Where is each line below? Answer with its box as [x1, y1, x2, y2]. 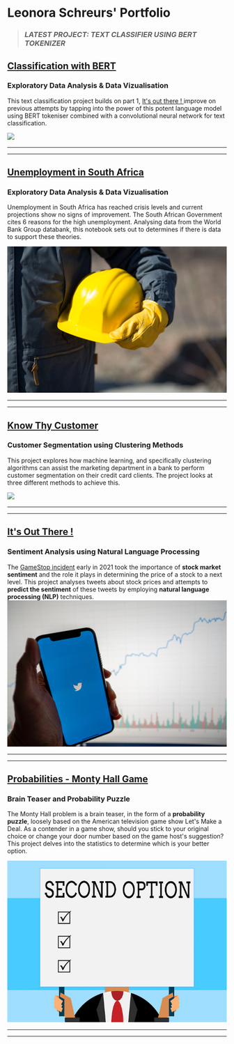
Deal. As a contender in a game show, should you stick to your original [7, 825, 209, 833]
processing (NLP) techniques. [7, 592, 94, 600]
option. [7, 847, 28, 855]
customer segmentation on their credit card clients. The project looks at [7, 471, 213, 479]
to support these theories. [7, 233, 82, 241]
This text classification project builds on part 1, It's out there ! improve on [7, 96, 216, 105]
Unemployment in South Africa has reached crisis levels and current [7, 203, 203, 212]
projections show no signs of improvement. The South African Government [7, 210, 223, 219]
